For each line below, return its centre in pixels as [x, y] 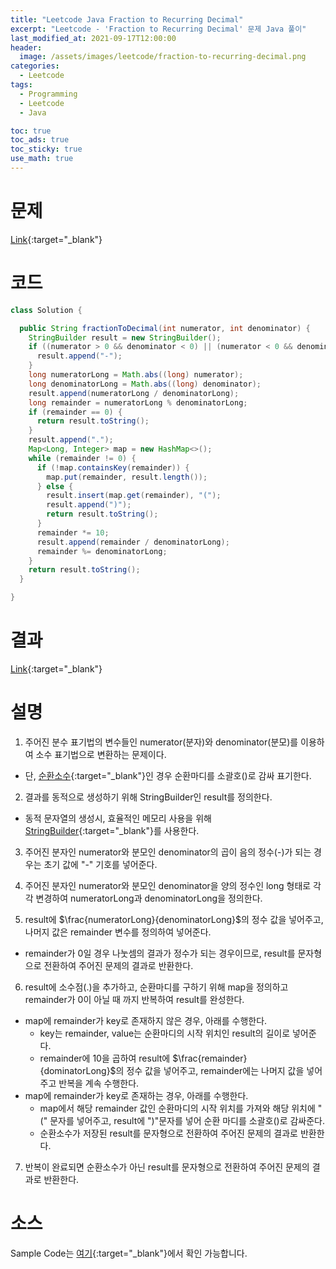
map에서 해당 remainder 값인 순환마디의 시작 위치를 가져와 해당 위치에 [177, 1108]
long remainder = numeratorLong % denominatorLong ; [138, 402]
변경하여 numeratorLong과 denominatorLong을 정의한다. [149, 898]
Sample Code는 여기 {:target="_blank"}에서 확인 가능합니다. [129, 1253]
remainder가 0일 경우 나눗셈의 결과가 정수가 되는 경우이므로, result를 [160, 953]
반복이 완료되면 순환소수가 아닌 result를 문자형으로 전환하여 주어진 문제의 [167, 1167]
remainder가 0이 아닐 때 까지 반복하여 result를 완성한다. [134, 999]
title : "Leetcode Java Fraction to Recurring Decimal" [127, 19]
